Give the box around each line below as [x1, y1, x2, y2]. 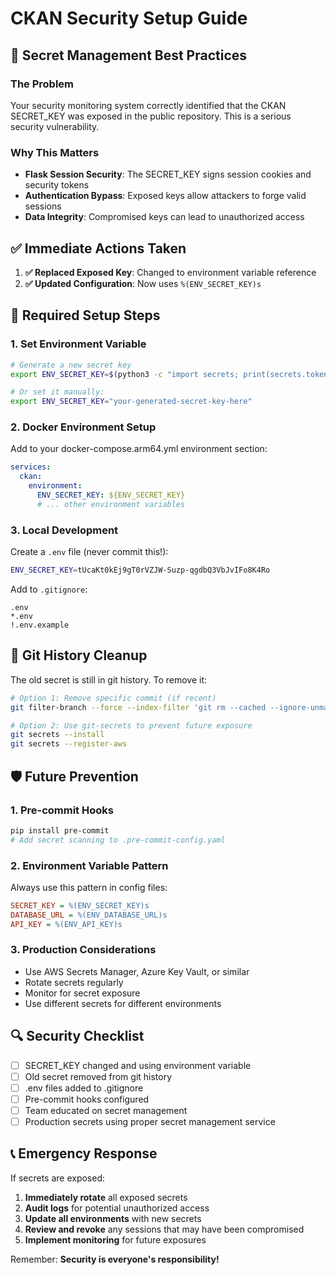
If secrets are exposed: [10, 1172, 106, 1184]
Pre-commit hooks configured [24, 1093, 150, 1105]
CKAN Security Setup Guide [10, 7, 248, 30]
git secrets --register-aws [10, 739, 128, 749]
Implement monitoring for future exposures [24, 1233, 207, 1246]
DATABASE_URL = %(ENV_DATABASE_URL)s [10, 910, 168, 920]
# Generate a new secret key [10, 360, 132, 370]
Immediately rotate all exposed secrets [24, 1191, 188, 1203]
